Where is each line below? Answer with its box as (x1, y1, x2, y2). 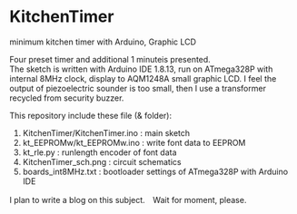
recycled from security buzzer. (9, 92, 124, 103)
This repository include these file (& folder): (9, 110, 173, 121)
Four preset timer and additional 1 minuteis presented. (9, 53, 211, 64)
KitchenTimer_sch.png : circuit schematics (22, 156, 182, 167)
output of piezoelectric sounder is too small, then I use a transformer (9, 83, 266, 93)
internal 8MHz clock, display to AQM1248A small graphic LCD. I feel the (9, 73, 277, 83)
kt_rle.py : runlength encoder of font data (22, 147, 177, 158)
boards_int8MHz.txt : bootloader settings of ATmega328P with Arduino (22, 166, 289, 177)
